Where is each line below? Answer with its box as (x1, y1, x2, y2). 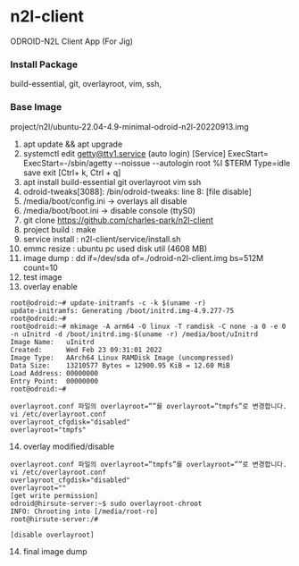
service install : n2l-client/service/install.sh (22, 233, 181, 244)
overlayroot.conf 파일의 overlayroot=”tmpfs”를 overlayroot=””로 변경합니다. (10, 460, 287, 469)
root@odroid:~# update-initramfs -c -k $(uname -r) (10, 298, 206, 308)
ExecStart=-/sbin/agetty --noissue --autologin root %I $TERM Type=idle (22, 157, 291, 168)
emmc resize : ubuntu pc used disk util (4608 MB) (22, 243, 208, 254)
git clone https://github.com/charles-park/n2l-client (22, 215, 213, 225)
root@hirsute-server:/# (10, 514, 99, 524)
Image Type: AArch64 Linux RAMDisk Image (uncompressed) (10, 353, 235, 362)
